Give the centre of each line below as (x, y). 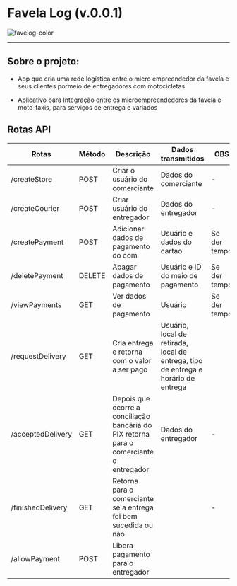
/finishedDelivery (39, 507)
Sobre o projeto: (43, 62)
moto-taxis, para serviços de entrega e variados (87, 107)
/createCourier (35, 208)
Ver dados (129, 296)
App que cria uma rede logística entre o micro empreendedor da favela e (123, 79)
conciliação (131, 416)
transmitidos (182, 159)
